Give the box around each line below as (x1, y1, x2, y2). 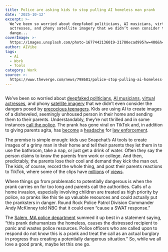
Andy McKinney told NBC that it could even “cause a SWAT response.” (5, 204, 150, 210)
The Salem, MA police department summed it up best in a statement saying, (5, 214, 161, 220)
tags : (5, 49, 16, 54)
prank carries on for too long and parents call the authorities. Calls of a (5, 183, 151, 189)
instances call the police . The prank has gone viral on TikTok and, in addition (5, 121, 163, 127)
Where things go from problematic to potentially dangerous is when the (5, 178, 152, 184)
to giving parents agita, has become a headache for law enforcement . (5, 127, 149, 133)
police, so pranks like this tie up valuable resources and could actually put (5, 194, 157, 200)
